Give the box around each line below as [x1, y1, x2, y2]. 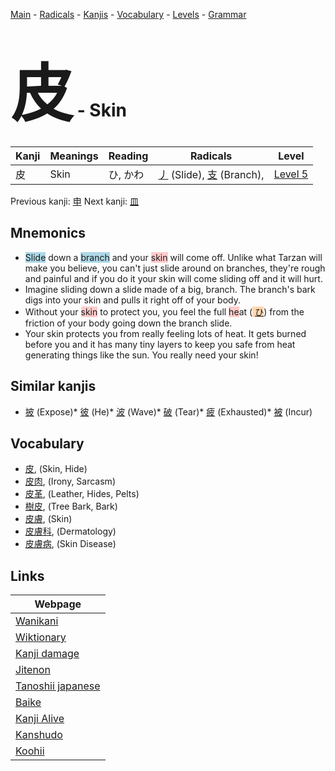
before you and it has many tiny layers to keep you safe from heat [24, 338, 296, 350]
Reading [108, 149, 149, 163]
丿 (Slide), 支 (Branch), [158, 167, 265, 181]
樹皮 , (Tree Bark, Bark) [24, 500, 118, 513]
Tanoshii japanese [15, 679, 101, 693]
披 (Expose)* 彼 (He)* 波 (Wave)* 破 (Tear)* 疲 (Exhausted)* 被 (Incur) [24, 405, 313, 418]
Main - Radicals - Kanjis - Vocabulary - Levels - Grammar [10, 9, 247, 20]
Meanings [49, 149, 99, 163]
